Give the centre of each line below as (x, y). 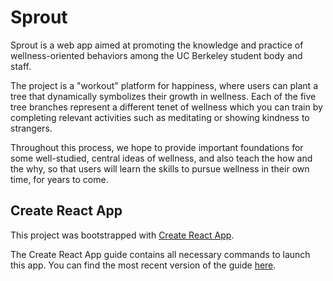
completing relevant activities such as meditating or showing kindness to (160, 117)
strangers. (31, 128)
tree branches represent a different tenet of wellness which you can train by (166, 107)
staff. (21, 66)
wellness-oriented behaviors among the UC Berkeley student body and (156, 55)
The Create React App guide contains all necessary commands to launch (160, 254)
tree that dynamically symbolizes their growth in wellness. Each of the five (163, 96)
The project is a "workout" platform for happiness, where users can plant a (164, 85)
